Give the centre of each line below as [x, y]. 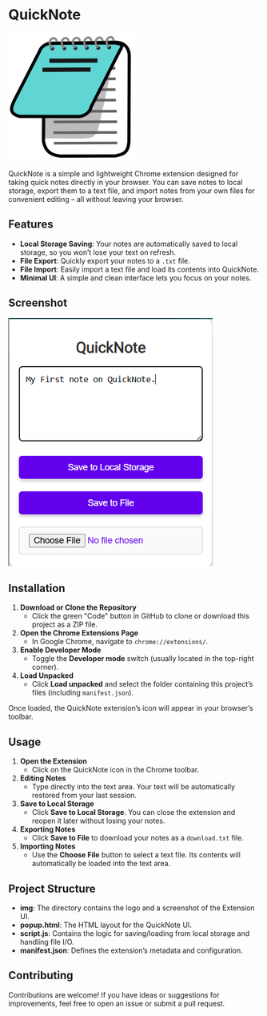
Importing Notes [48, 846]
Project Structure [52, 888]
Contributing [41, 976]
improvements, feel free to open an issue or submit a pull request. [117, 1003]
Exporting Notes [48, 829]
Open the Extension [54, 761]
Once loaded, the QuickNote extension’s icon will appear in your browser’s [131, 708]
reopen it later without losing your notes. [98, 821]
